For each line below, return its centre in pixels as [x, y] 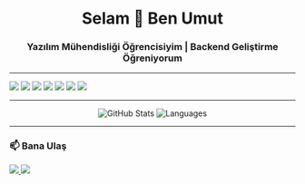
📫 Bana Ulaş [38, 146]
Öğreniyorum [152, 58]
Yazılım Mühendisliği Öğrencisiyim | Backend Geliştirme [152, 47]
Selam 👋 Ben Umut [152, 19]
